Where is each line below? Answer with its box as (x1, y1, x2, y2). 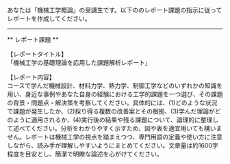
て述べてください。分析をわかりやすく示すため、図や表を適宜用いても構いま (7, 124, 222, 132)
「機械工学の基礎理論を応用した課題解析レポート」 (7, 59, 151, 66)
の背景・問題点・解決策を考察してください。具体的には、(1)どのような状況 (7, 98, 218, 107)
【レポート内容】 (7, 73, 55, 81)
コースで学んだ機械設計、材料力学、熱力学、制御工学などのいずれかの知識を (7, 81, 223, 90)
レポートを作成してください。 (7, 14, 91, 23)
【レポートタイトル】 (7, 50, 67, 58)
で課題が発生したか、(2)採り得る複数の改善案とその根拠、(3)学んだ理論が (7, 107, 215, 115)
